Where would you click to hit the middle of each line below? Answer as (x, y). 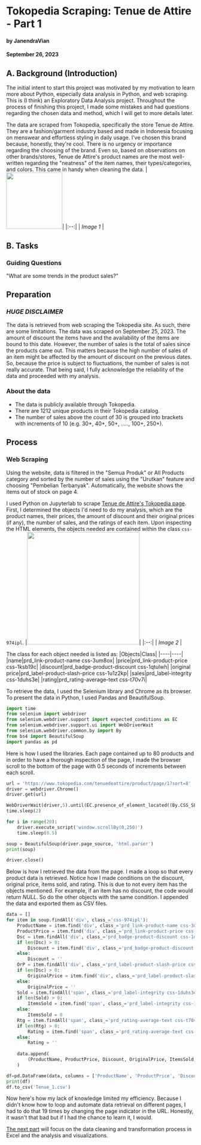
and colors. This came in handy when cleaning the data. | (77, 170)
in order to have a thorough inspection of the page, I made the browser (94, 759)
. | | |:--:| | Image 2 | (102, 642)
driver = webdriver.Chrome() (42, 789)
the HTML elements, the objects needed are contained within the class (93, 528)
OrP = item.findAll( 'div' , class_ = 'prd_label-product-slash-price (101, 965)
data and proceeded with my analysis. (53, 375)
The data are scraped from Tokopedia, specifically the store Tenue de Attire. (100, 125)
